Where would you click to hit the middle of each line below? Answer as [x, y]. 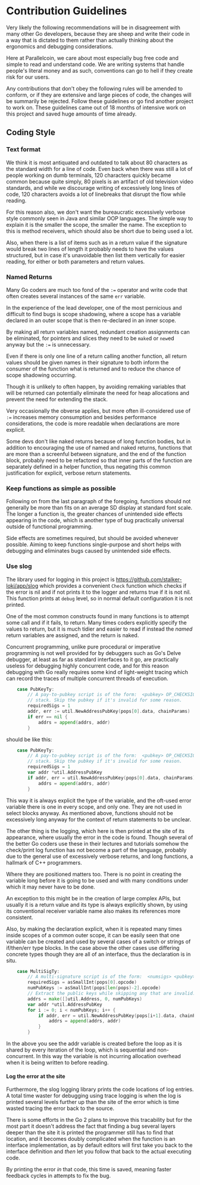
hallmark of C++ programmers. [44, 862]
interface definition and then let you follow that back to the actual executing [99, 1152]
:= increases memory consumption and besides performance [81, 417]
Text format [24, 149]
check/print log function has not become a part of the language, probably [96, 850]
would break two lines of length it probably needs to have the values [90, 249]
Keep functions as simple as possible [61, 488]
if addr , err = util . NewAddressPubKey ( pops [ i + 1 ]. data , [107, 1016]
